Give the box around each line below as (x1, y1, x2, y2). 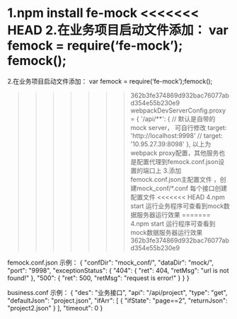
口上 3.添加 (149, 166, 182, 175)
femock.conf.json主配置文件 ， (130, 175, 221, 183)
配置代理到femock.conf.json (137, 157, 219, 166)
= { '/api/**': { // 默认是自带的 (130, 115, 216, 123)
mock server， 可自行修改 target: (130, 123, 227, 132)
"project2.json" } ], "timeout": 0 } (7, 303, 103, 312)
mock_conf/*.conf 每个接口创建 (137, 184, 228, 192)
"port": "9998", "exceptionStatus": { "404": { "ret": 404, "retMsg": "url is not (7, 266, 229, 274)
